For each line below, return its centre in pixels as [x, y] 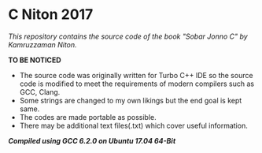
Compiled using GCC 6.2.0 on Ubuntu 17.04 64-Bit [92, 140]
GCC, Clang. [40, 91]
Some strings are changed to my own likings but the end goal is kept [131, 100]
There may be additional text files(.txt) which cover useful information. [133, 125]
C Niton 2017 [51, 15]
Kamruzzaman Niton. [42, 44]
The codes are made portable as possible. [88, 117]
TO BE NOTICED [35, 60]
